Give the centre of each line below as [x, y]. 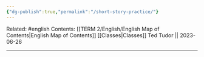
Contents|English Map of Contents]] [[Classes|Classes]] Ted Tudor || [93, 35]
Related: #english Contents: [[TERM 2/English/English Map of [83, 29]
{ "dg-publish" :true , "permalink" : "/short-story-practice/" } [83, 12]
